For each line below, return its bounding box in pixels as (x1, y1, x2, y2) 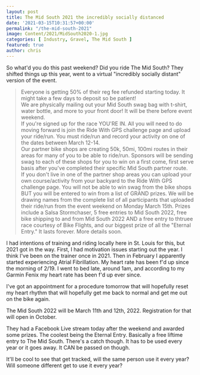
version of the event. (6, 76, 57, 84)
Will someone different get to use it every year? (6, 362, 123, 369)
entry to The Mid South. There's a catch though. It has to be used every (6, 337, 183, 345)
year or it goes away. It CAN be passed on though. (6, 344, 130, 351)
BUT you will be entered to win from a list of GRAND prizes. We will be (20, 189, 194, 197)
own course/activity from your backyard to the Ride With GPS (20, 177, 173, 184)
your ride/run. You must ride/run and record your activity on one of (20, 133, 186, 140)
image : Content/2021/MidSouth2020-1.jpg (6, 31, 109, 37)
